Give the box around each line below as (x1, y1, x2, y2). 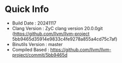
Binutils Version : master (12, 41, 63, 47)
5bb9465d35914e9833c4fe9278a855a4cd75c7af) (12, 36, 117, 42)
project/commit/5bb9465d (12, 51, 68, 58)
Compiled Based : (12, 46, 49, 52)
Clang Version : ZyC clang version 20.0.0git (12, 25, 103, 31)
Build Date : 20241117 (12, 20, 57, 26)
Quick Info (5, 3, 49, 15)
